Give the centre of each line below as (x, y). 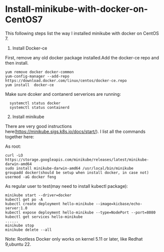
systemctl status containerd (40, 107)
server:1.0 (16, 208)
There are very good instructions (39, 126)
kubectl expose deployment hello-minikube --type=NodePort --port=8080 (80, 212)
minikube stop (20, 225)
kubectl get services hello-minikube (44, 217)
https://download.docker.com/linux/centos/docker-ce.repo (66, 81)
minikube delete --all (28, 230)
